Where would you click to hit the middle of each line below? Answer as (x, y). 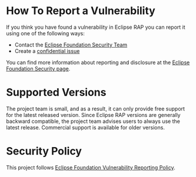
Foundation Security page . (38, 68)
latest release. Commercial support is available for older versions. (85, 127)
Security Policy (44, 151)
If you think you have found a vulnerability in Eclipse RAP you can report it (96, 27)
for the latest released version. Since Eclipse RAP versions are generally (93, 115)
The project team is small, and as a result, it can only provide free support (96, 108)
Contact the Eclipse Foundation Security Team (71, 45)
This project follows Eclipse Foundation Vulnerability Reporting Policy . (91, 167)
